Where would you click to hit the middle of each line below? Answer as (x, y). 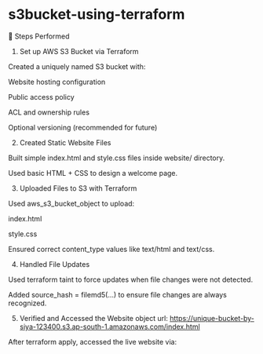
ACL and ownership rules (49, 112)
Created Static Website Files (65, 142)
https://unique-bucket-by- (212, 318)
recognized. (27, 303)
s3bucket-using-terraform (97, 15)
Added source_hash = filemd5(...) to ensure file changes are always (118, 294)
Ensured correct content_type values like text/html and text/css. (111, 249)
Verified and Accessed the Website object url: (94, 318)
